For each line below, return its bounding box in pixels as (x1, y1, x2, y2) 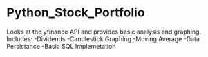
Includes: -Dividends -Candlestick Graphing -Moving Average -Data (6, 34, 200, 43)
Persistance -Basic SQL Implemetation (6, 42, 116, 50)
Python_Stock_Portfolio (6, 5, 146, 21)
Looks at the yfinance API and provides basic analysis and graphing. (6, 27, 202, 36)
